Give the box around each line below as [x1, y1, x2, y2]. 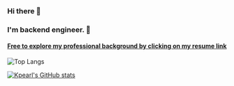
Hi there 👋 [7, 6, 42, 16]
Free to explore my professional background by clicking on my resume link [7, 42, 227, 51]
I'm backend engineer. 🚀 [7, 24, 91, 34]
